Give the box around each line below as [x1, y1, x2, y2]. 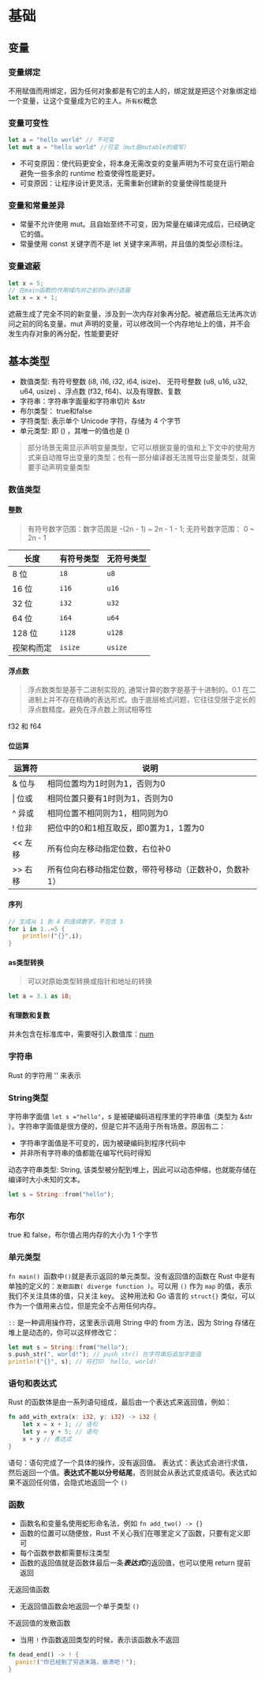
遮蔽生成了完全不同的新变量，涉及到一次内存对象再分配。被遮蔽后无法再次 [8, 309, 250, 319]
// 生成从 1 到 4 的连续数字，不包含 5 [8, 917, 124, 926]
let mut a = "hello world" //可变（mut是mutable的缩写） [8, 144, 190, 152]
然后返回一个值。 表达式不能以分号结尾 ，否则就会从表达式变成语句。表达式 [8, 1467, 250, 1477]
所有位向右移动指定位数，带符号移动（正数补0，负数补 [47, 864, 250, 875]
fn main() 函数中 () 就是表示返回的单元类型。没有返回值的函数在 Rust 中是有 [8, 1271, 256, 1281]
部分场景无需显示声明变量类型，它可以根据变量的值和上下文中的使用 [27, 443, 249, 452]
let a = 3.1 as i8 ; [8, 992, 73, 1001]
